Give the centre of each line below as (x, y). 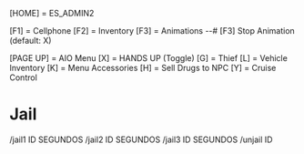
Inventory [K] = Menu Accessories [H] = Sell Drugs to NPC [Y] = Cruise (143, 68)
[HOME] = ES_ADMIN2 (52, 13)
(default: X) (30, 41)
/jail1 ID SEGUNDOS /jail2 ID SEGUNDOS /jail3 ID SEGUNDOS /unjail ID (141, 139)
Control (24, 77)
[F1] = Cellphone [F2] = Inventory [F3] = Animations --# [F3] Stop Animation (152, 31)
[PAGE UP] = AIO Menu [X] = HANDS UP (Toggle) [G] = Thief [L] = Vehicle (149, 58)
